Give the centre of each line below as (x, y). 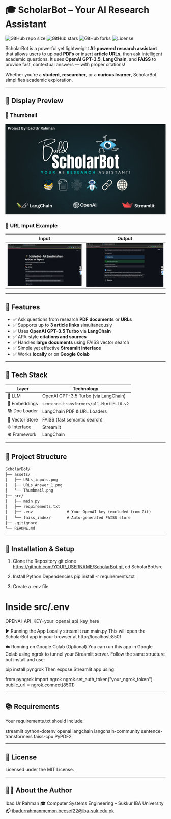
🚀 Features (23, 307)
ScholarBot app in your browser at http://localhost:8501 (63, 637)
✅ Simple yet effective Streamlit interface (57, 348)
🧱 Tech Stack (26, 375)
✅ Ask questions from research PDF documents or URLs (72, 319)
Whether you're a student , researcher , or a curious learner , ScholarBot (81, 74)
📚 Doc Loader (23, 411)
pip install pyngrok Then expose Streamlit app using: (60, 669)
